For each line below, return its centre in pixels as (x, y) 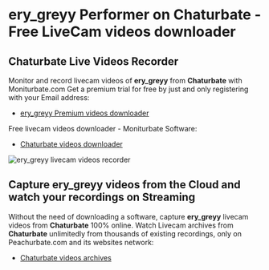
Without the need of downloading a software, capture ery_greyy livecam (128, 216)
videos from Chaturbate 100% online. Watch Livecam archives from (121, 225)
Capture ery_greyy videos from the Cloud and (124, 185)
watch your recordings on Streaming (102, 197)
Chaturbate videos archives (66, 257)
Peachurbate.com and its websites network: (81, 242)
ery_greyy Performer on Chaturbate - (135, 15)
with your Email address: (49, 97)
